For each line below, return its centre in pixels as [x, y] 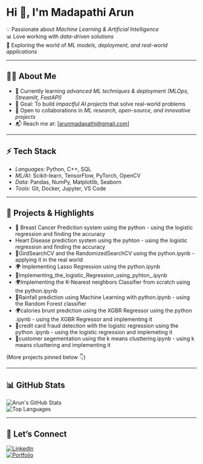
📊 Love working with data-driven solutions [60, 36]
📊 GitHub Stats [36, 385]
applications [22, 52]
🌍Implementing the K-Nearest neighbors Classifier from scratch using [102, 282]
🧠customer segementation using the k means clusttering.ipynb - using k [105, 338]
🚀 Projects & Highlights [50, 213]
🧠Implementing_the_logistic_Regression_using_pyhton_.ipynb [91, 275]
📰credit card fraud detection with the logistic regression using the [97, 326]
